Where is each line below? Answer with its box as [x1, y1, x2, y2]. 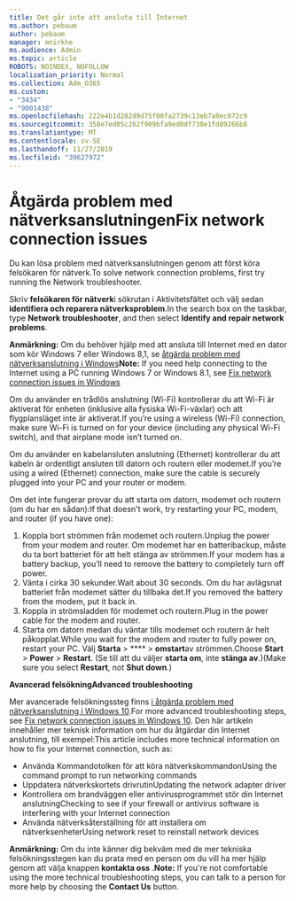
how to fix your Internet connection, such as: [9, 743, 173, 754]
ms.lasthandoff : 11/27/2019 [9, 144, 113, 153]
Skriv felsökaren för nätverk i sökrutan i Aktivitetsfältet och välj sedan [9, 294, 264, 305]
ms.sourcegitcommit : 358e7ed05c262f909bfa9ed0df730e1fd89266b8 [9, 120, 248, 129]
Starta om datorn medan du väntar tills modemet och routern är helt [21, 625, 270, 635]
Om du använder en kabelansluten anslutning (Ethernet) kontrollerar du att [9, 449, 281, 460]
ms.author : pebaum [9, 21, 77, 30]
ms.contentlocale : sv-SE [9, 136, 101, 145]
